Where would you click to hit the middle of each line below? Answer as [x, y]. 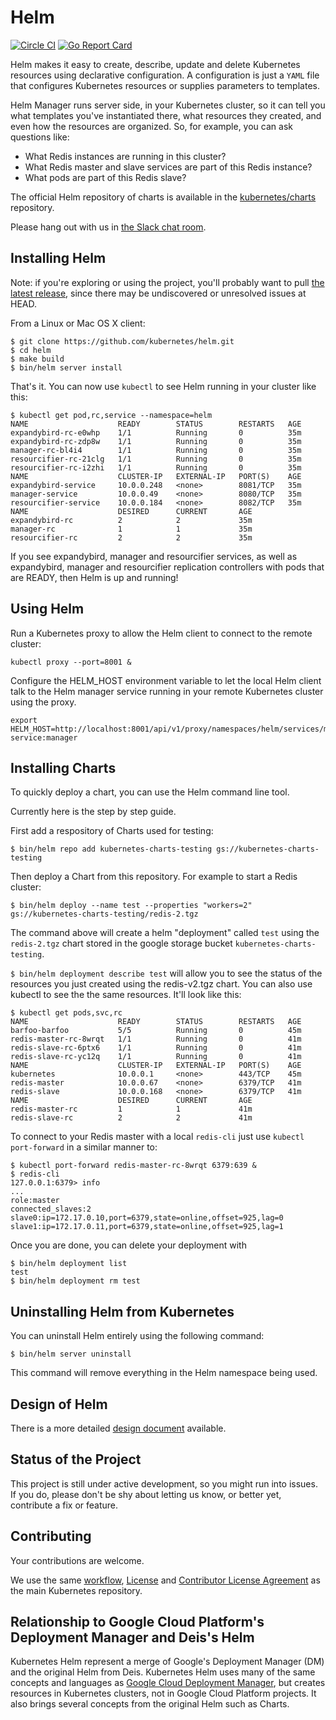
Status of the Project [76, 1459]
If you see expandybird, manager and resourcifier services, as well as [154, 556]
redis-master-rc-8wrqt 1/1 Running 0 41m [156, 1039]
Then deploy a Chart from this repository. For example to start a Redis [154, 877]
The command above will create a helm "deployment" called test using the [165, 933]
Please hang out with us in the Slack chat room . [108, 227]
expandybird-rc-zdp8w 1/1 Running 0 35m [156, 441]
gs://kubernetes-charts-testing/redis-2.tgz [104, 914]
